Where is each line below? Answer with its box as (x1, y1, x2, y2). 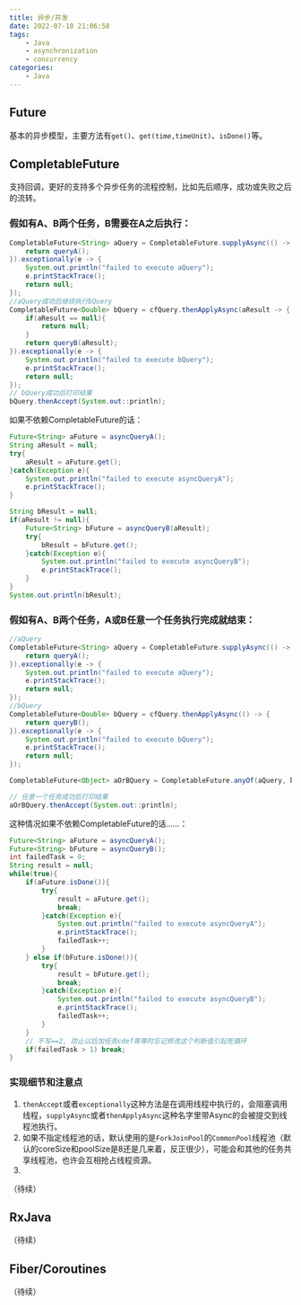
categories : (9, 64, 54, 73)
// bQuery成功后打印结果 (9, 388, 92, 398)
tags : (9, 30, 30, 39)
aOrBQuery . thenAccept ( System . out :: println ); (9, 801, 178, 810)
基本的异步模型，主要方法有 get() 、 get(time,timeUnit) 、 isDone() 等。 (9, 129, 267, 140)
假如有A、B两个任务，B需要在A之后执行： (9, 217, 192, 230)
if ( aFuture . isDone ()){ (25, 878, 110, 887)
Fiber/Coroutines (9, 1261, 107, 1276)
